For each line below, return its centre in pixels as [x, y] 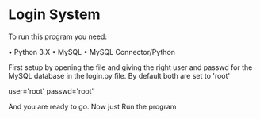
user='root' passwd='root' [51, 91]
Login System [54, 15]
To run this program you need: [57, 36]
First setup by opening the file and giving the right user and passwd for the [130, 67]
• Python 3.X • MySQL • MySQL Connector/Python [92, 52]
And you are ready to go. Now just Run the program [92, 106]
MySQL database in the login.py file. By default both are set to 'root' [119, 75]
